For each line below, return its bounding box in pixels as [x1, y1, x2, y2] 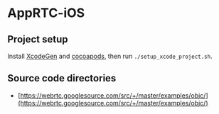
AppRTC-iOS [7, 5, 85, 21]
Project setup [7, 33, 69, 45]
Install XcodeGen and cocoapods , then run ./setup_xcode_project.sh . [7, 52, 213, 60]
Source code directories [7, 72, 117, 84]
